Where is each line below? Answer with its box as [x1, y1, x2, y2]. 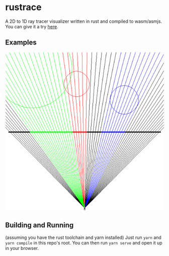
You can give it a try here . [5, 23, 59, 29]
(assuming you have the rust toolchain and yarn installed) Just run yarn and [5, 234, 162, 240]
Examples [5, 38, 37, 47]
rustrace [5, 2, 42, 13]
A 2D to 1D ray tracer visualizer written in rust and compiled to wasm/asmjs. [5, 18, 162, 24]
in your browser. [5, 245, 39, 251]
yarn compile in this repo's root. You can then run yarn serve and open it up [5, 239, 162, 246]
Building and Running [5, 221, 74, 230]
